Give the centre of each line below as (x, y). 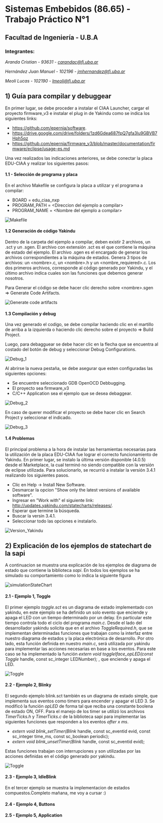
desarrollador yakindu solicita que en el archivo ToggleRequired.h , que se (79, 628)
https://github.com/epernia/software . (49, 128)
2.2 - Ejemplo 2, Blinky (28, 685)
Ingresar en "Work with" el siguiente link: (53, 500)
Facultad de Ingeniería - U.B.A (52, 37)
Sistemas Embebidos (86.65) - (68, 9)
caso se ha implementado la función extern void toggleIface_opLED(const (79, 654)
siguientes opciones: (26, 374)
